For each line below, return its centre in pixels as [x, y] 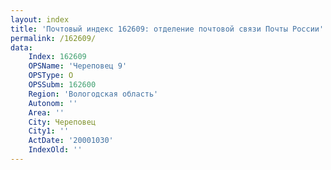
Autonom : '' [53, 103]
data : [21, 47]
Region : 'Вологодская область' [93, 94]
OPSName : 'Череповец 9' [78, 66]
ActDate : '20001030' [71, 141]
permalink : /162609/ [53, 38]
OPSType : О [51, 76]
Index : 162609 [57, 57]
